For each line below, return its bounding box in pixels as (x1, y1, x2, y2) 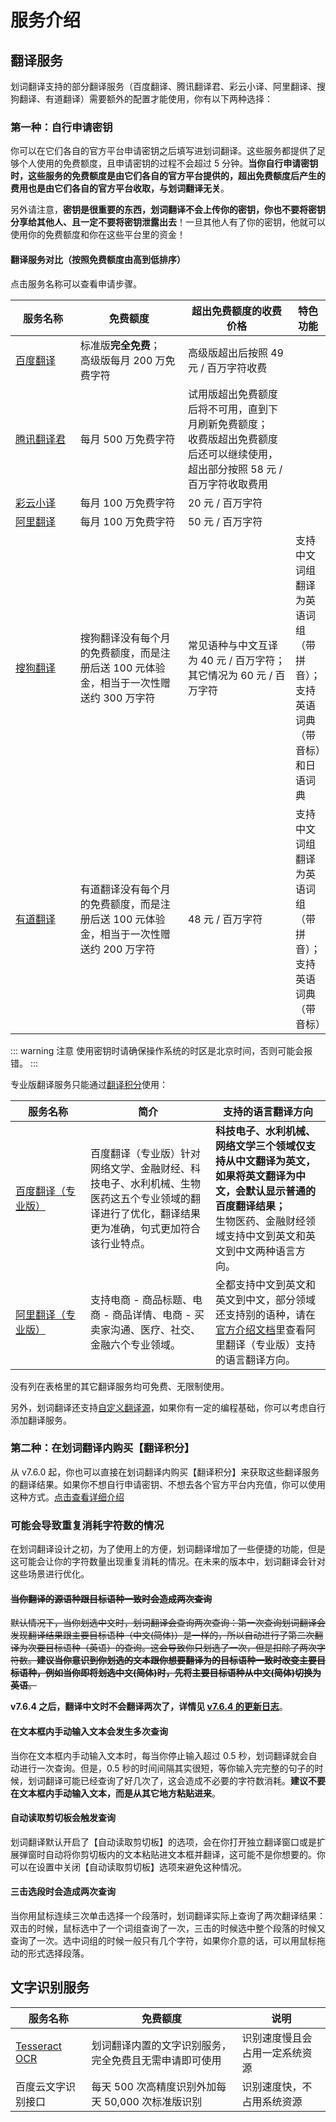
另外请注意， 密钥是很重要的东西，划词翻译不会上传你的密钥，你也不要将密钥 (10, 204, 326, 216)
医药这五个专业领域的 (90, 1191, 192, 1205)
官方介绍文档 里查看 (215, 1322, 307, 1336)
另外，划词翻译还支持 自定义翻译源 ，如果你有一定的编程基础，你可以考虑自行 (10, 1401, 326, 1413)
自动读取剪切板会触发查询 (10, 1812, 116, 1824)
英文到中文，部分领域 (215, 1292, 317, 1306)
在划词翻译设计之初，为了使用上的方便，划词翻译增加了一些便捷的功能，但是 (10, 1543, 326, 1555)
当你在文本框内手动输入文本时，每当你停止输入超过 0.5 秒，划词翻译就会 (10, 1749, 309, 1761)
